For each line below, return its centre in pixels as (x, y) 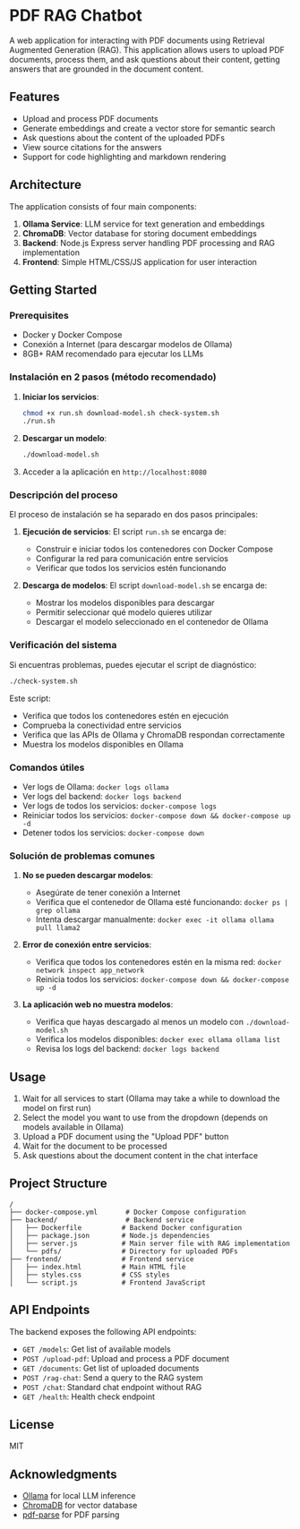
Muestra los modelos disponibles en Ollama (103, 744)
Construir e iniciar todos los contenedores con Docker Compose (154, 549)
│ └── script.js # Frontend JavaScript (107, 1282)
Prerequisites (39, 315)
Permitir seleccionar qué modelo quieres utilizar (124, 612)
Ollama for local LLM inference (79, 1496)
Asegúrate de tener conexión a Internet (108, 893)
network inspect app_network (90, 971)
